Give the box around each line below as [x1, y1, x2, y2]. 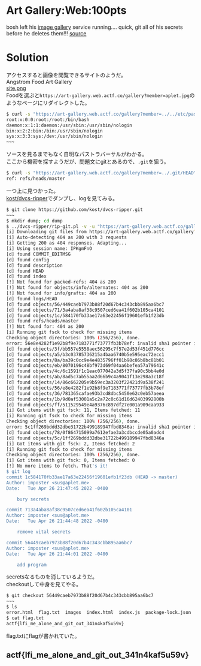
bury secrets [17, 496, 50, 502]
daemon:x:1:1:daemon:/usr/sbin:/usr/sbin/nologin [6, 122, 133, 128]
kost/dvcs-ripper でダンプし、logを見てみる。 [6, 194, 118, 201]
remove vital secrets [17, 529, 71, 535]
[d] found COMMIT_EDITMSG [6, 251, 71, 257]
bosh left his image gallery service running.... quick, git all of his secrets [6, 23, 184, 31]
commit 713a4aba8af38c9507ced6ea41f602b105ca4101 [6, 507, 133, 513]
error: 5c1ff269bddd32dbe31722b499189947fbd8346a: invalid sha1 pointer [6, 424, 191, 430]
